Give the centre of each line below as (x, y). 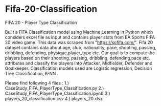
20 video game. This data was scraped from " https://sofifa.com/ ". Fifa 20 (79, 42)
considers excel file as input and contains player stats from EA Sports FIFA (80, 37)
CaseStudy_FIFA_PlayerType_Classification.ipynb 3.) (57, 93)
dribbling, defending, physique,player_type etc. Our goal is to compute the (80, 53)
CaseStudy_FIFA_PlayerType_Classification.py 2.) (55, 88)
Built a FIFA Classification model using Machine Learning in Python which (79, 32)
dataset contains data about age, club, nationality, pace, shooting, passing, (81, 47)
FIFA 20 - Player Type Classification (41, 22)
